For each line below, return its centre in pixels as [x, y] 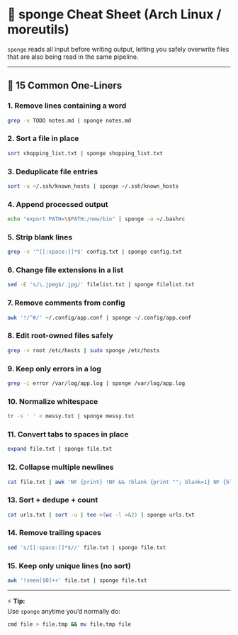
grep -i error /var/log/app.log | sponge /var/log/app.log [96, 383]
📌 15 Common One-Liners [65, 85]
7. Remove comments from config [66, 303]
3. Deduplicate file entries [53, 172]
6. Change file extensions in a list [66, 270]
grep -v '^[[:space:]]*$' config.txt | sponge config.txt [95, 252]
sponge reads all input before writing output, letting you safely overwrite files [118, 49]
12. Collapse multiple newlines [61, 467]
